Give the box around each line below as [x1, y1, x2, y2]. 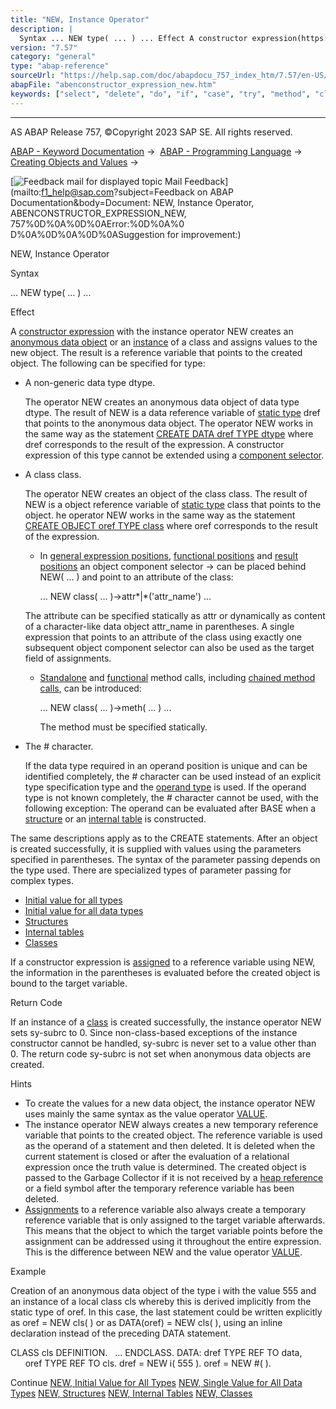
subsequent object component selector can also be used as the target [24, 641, 315, 653]
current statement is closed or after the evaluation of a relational [24, 1150, 290, 1162]
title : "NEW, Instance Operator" [10, 14, 150, 25]
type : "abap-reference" [10, 61, 110, 71]
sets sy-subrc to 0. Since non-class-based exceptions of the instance [10, 1026, 298, 1038]
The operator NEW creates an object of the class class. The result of [24, 487, 308, 500]
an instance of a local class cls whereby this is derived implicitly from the [10, 1295, 312, 1307]
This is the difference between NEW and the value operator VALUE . [24, 1246, 303, 1258]
